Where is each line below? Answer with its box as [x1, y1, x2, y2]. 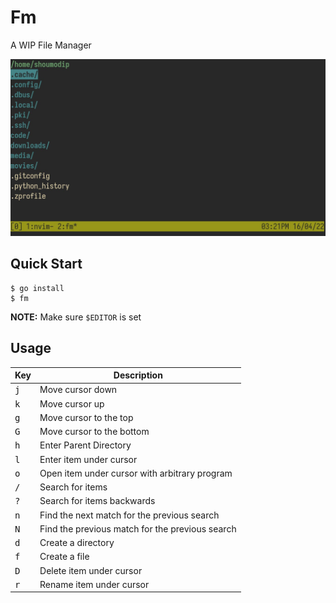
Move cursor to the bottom [39, 426, 150, 438]
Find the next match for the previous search [39, 509, 220, 521]
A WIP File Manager [10, 39, 92, 51]
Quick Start [10, 256, 83, 273]
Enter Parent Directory [39, 439, 132, 451]
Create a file [39, 551, 90, 563]
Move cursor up [39, 397, 105, 410]
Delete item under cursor [39, 564, 143, 576]
